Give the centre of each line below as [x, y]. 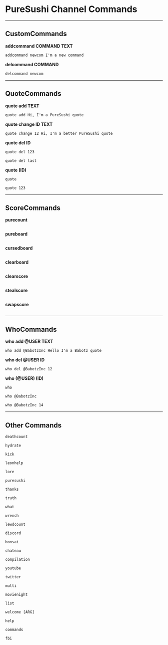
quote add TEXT [22, 106]
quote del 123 [20, 152]
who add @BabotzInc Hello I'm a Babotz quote [53, 351]
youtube [13, 568]
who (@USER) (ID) [24, 378]
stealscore [16, 290]
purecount [16, 220]
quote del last [21, 161]
